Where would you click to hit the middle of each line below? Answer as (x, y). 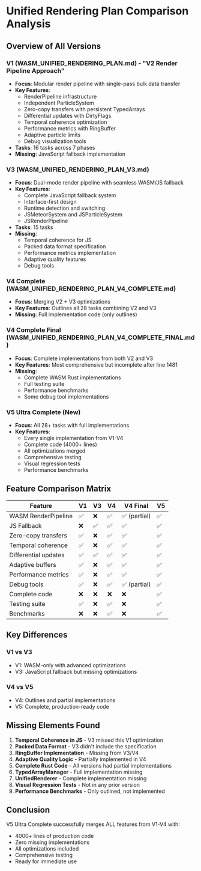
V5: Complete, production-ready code (62, 706)
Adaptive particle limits (52, 135)
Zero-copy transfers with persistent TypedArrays (84, 109)
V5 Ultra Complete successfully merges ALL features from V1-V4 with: (93, 824)
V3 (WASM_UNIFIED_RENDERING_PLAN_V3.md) (78, 170)
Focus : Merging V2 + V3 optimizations (63, 302)
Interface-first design (50, 202)
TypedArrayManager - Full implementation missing (79, 772)
